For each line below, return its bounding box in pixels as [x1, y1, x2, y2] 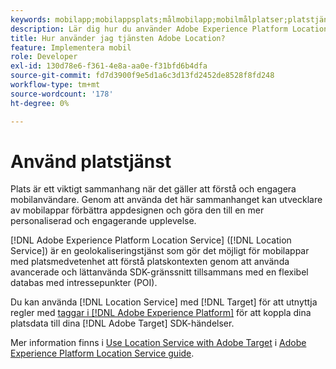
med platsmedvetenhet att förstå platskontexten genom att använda [10, 256, 290, 268]
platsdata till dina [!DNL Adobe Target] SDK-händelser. [10, 317, 235, 330]
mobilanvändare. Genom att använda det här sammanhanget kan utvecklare [10, 194, 323, 206]
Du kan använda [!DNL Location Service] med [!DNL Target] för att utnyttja [10, 296, 318, 308]
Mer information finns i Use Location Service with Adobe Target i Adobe [10, 337, 307, 349]
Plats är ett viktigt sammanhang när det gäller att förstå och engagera [10, 183, 297, 195]
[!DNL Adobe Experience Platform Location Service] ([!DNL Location [10, 234, 292, 246]
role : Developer [10, 52, 78, 62]
